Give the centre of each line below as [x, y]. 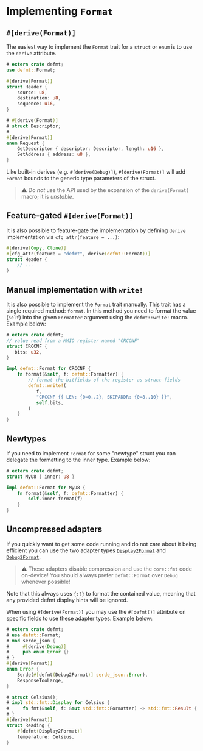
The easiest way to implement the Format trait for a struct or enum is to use [99, 47]
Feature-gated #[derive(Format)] [70, 215]
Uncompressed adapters [54, 529]
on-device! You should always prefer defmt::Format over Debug [99, 575]
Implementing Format [60, 11]
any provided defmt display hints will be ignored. [67, 600]
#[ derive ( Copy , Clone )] [36, 248]
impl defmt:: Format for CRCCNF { [49, 369]
